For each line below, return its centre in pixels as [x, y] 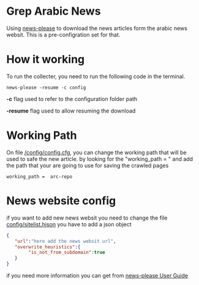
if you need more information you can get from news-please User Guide [97, 276]
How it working [45, 60]
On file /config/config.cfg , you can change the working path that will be [96, 152]
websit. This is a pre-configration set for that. [63, 34]
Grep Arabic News [54, 11]
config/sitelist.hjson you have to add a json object [69, 224]
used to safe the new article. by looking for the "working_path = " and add [100, 159]
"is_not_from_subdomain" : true [67, 253]
